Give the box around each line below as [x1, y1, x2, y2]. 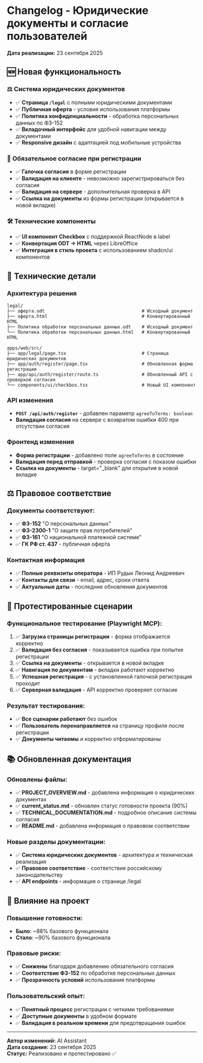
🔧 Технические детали [7, 271, 96, 281]
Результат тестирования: [7, 702, 86, 710]
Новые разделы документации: [7, 838, 106, 846]
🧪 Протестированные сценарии [7, 601, 133, 611]
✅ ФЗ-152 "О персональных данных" [15, 520, 111, 528]
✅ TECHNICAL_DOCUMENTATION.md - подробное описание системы [15, 809, 197, 816]
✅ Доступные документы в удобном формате [15, 1012, 137, 1019]
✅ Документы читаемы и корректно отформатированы [15, 735, 161, 743]
